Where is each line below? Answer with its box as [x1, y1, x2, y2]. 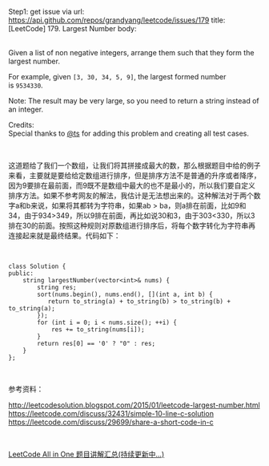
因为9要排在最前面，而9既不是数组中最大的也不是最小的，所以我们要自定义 [8, 180, 256, 190]
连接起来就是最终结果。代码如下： [8, 231, 121, 240]
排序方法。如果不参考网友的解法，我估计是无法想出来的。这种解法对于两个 [8, 191, 254, 200]
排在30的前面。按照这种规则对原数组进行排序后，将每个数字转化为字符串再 [8, 221, 256, 230]
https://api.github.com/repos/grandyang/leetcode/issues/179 [8, 15, 210, 25]
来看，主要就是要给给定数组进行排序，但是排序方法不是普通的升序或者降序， [8, 171, 261, 180]
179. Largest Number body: [47, 24, 137, 33]
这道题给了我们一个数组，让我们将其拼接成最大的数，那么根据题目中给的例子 [8, 160, 261, 170]
